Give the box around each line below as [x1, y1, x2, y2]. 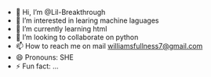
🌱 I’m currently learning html [15, 24, 107, 33]
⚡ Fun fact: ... [15, 61, 59, 71]
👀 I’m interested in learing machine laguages [15, 16, 159, 25]
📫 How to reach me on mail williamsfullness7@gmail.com [15, 42, 203, 50]
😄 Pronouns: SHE [15, 53, 75, 62]
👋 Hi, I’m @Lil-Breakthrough [15, 8, 106, 16]
